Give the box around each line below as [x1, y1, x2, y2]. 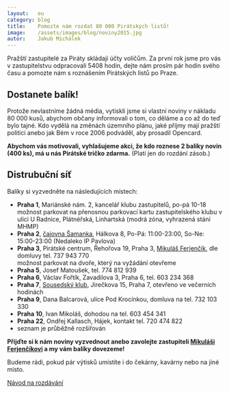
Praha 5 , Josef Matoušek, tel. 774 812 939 [16, 266, 137, 274]
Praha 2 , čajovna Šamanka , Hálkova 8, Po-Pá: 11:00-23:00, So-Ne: [16, 229, 205, 238]
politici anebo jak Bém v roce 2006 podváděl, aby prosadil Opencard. [7, 128, 203, 137]
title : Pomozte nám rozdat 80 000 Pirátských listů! [7, 23, 170, 29]
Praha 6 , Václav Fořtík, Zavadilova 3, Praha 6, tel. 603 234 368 [16, 273, 194, 281]
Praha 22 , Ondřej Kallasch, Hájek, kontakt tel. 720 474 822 [16, 316, 183, 325]
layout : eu [7, 10, 44, 17]
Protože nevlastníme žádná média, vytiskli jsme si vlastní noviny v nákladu [7, 107, 217, 115]
